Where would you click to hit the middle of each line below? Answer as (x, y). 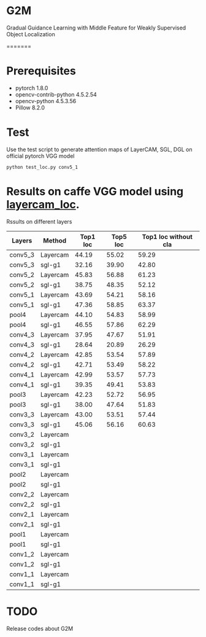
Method (55, 240)
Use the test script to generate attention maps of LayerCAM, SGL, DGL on (99, 149)
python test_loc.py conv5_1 (42, 167)
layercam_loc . (43, 205)
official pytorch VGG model (40, 156)
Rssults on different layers (39, 221)
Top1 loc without (167, 236)
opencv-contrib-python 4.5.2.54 (56, 94)
